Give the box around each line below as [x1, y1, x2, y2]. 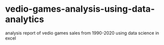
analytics [5, 14, 45, 25]
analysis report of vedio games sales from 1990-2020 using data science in [5, 30, 160, 36]
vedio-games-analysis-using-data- [5, 3, 155, 15]
